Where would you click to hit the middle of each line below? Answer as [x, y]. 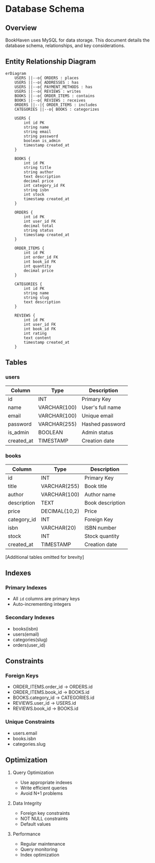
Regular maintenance [43, 844]
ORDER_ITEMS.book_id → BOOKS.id [51, 692]
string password [41, 136]
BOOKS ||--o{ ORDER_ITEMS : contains [55, 96]
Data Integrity [27, 803]
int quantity [38, 266]
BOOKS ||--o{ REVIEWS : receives [50, 100]
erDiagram [16, 73]
